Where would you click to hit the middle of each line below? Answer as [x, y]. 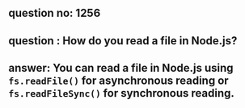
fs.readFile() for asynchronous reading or [118, 81]
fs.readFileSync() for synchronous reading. [121, 93]
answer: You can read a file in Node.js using [121, 68]
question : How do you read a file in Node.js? [123, 41]
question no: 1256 [55, 13]
